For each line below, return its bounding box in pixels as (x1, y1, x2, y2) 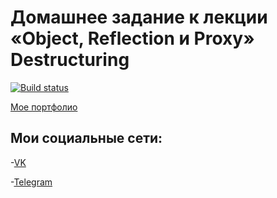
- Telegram (10, 176, 53, 188)
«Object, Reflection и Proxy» (10, 27, 255, 50)
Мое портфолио (10, 101, 78, 113)
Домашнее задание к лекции (10, 6, 268, 29)
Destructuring (10, 49, 130, 71)
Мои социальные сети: (10, 130, 163, 147)
